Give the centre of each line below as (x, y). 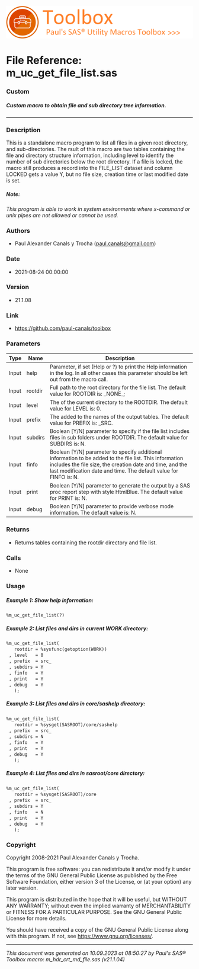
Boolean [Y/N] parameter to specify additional (106, 452)
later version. (22, 888)
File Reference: (44, 60)
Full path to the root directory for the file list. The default (118, 387)
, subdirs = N (26, 737)
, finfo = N (26, 812)
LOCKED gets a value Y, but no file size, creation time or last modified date (97, 174)
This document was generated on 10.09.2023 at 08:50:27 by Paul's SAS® (96, 953)
